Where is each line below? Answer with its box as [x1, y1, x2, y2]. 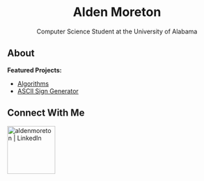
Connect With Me [7, 107, 85, 119]
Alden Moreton [72, 4, 162, 20]
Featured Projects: [7, 65, 63, 74]
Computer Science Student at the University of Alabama [36, 27, 198, 36]
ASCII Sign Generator [17, 86, 79, 95]
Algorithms [17, 79, 49, 88]
